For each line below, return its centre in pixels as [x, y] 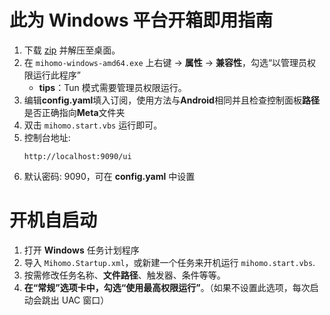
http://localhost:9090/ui [77, 156]
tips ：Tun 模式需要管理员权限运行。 [112, 87]
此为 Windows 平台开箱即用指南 [141, 20]
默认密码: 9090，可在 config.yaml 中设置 [109, 176]
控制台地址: [47, 137]
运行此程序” [56, 75]
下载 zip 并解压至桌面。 [72, 50]
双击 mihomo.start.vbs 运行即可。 [93, 125]
